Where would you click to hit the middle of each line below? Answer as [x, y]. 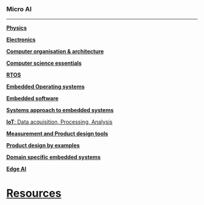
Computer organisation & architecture [55, 52]
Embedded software [32, 98]
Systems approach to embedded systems [60, 110]
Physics [17, 28]
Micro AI [19, 9]
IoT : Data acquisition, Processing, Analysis [59, 122]
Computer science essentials [44, 63]
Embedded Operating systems [46, 87]
